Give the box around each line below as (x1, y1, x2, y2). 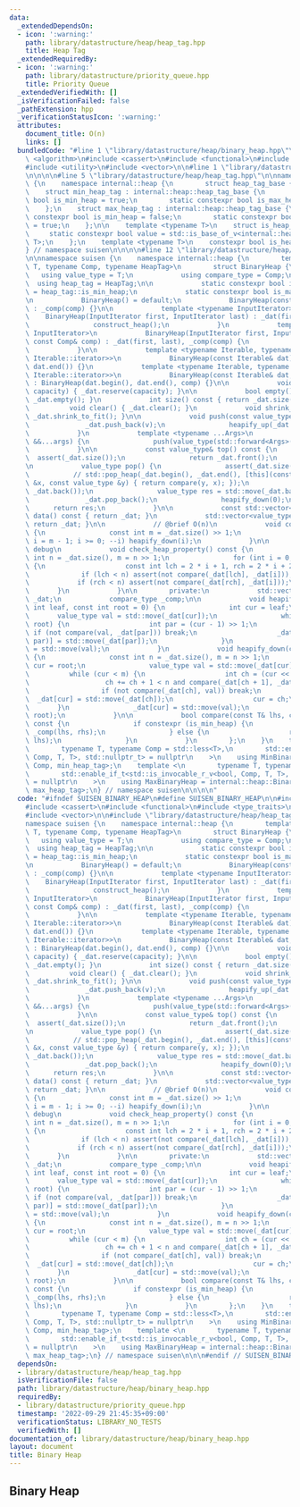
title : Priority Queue (25, 80, 110, 88)
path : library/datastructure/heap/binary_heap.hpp (17, 1385, 210, 1393)
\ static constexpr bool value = (25, 229, 166, 238)
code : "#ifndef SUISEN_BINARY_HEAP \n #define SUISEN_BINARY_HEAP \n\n (17, 795, 278, 804)
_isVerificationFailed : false (17, 96, 129, 105)
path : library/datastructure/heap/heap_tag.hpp (25, 38, 205, 47)
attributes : (17, 122, 62, 130)
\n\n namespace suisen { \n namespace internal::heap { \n (25, 254, 250, 264)
